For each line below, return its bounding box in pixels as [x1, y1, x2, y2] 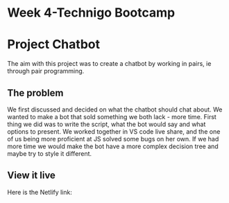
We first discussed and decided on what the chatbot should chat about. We [7, 105, 223, 114]
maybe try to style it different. [7, 149, 92, 157]
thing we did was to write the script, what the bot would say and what [7, 120, 206, 128]
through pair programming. [7, 67, 85, 76]
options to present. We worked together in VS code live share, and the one [7, 127, 221, 136]
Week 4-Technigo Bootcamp [7, 5, 176, 21]
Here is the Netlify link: [7, 188, 73, 196]
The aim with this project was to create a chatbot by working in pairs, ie [7, 60, 212, 68]
